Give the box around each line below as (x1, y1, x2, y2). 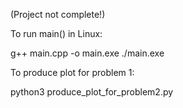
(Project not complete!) (10, 9, 106, 20)
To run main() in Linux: (10, 28, 103, 39)
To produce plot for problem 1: (10, 67, 135, 78)
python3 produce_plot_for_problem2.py (10, 86, 174, 98)
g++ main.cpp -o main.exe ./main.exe (10, 47, 165, 59)
